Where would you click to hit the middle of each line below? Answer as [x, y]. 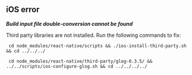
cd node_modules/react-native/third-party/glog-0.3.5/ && [81, 61]
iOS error [23, 10]
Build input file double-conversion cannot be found [69, 23]
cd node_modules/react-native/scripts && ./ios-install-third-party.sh [97, 46]
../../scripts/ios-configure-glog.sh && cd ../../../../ [77, 66]
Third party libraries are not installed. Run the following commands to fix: [94, 35]
